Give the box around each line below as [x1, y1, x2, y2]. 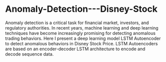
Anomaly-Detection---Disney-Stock [5, 3, 158, 15]
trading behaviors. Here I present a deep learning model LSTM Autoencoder [5, 35, 161, 41]
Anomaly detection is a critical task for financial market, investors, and [5, 20, 149, 26]
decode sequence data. [5, 51, 54, 57]
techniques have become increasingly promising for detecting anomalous [5, 30, 156, 36]
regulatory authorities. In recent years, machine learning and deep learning [5, 25, 159, 31]
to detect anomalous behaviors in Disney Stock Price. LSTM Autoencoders [5, 40, 158, 46]
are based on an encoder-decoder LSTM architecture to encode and [5, 46, 146, 52]
